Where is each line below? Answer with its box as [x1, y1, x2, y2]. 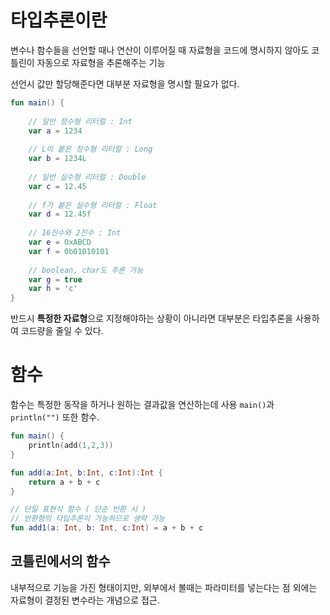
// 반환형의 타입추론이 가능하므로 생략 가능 [10, 514, 166, 524]
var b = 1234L [28, 154, 87, 164]
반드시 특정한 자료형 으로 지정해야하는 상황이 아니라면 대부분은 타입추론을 [10, 312, 293, 325]
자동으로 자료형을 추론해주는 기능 [36, 56, 166, 68]
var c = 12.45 [28, 181, 87, 191]
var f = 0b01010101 [28, 246, 110, 256]
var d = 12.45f [28, 209, 92, 220]
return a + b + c [28, 477, 101, 487]
